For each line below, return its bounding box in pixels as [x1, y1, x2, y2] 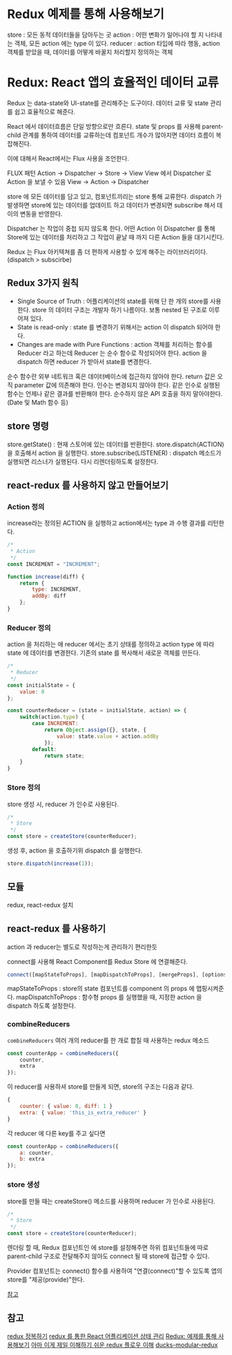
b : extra [19, 1156, 45, 1163]
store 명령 [7, 420, 50, 433]
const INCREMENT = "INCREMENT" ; [7, 561, 100, 567]
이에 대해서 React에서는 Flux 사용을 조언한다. [7, 154, 130, 163]
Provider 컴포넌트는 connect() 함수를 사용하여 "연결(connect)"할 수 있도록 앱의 [7, 1267, 223, 1275]
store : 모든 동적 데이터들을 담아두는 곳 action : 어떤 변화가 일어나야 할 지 [7, 30, 204, 39]
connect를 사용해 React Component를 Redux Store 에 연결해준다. [7, 957, 188, 965]
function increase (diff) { [7, 573, 85, 580]
